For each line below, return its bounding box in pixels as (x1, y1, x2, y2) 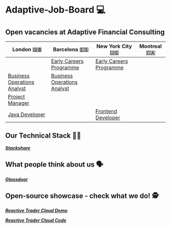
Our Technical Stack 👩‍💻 (5, 132, 81, 140)
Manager (8, 100, 30, 107)
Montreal (139, 43, 162, 50)
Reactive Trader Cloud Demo (5, 208, 68, 214)
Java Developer (8, 111, 46, 118)
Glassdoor (5, 176, 28, 182)
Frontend (95, 108, 117, 115)
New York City (96, 43, 132, 50)
